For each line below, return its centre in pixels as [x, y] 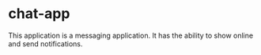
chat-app [39, 14]
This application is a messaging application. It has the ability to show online [131, 35]
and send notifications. [45, 43]
